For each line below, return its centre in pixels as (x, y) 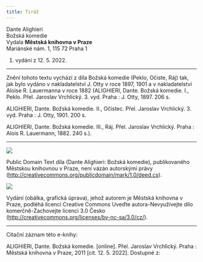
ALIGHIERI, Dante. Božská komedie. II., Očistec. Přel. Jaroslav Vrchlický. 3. (99, 108)
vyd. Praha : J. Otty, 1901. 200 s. (46, 115)
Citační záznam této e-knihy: (42, 234)
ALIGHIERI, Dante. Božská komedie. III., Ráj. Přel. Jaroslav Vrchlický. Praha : (100, 126)
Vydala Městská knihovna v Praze (49, 42)
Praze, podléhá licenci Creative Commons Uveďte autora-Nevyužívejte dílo (100, 204)
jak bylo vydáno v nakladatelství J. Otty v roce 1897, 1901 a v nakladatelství (99, 84)
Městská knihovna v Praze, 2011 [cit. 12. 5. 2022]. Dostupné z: (83, 252)
